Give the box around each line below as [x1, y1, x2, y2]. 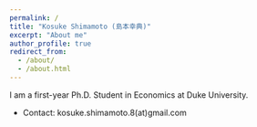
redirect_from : [9, 48, 67, 57]
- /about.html [17, 65, 71, 74]
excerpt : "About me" [9, 30, 88, 39]
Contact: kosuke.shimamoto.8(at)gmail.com [22, 107, 187, 118]
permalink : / [9, 13, 59, 23]
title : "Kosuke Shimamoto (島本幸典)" [9, 22, 152, 31]
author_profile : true [9, 38, 92, 48]
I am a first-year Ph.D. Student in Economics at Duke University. [9, 89, 249, 101]
